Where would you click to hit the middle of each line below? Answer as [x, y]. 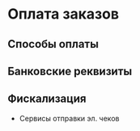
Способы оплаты [53, 44]
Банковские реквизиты [70, 71]
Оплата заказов [63, 14]
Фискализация [47, 99]
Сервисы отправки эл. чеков [69, 118]
